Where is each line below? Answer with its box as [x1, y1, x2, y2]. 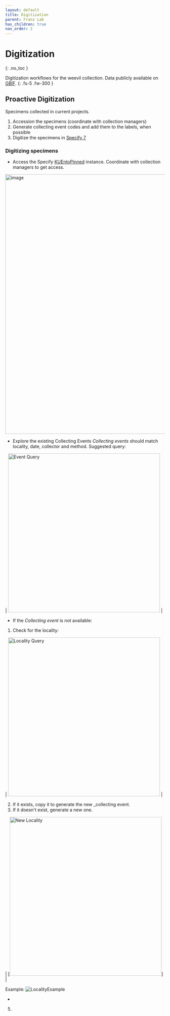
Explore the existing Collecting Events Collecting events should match [12, 438, 158, 444]
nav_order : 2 [5, 26, 33, 32]
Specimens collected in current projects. [5, 108, 90, 114]
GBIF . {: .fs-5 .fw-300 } [5, 80, 54, 86]
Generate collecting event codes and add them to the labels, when [12, 124, 151, 130]
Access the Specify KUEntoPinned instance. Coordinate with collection [12, 159, 161, 165]
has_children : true [5, 21, 47, 27]
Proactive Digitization [5, 95, 75, 104]
